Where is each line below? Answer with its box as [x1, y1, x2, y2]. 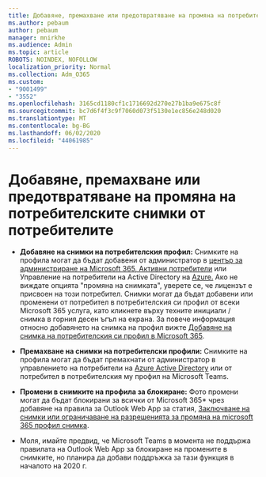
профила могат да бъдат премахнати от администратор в [19, 355, 216, 365]
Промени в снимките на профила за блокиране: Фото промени [19, 387, 239, 396]
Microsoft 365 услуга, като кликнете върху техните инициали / [19, 306, 231, 316]
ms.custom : [8, 78, 44, 85]
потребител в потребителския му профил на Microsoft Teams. [19, 372, 230, 381]
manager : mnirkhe [8, 33, 66, 42]
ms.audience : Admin [8, 41, 73, 49]
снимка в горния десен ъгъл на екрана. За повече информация [19, 314, 236, 324]
